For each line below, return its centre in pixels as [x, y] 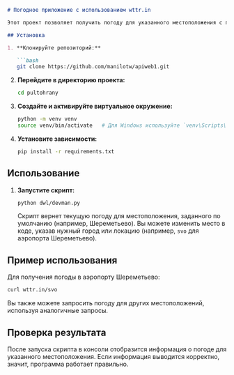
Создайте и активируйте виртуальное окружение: [95, 106]
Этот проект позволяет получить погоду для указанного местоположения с [115, 22]
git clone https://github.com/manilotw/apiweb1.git [93, 67]
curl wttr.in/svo [32, 290]
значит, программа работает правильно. [68, 364]
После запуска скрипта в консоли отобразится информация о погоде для [117, 349]
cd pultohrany [38, 93]
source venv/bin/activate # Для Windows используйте [99, 125]
